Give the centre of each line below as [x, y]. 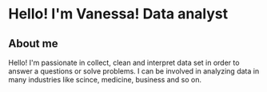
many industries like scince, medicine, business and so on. [105, 80]
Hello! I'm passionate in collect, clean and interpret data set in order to [124, 62]
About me [33, 44]
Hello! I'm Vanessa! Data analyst [118, 14]
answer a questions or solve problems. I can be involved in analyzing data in [134, 71]
